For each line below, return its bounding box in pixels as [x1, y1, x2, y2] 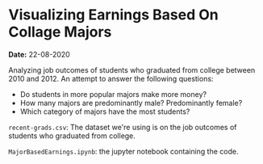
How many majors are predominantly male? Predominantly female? [19, 98, 243, 107]
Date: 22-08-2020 [8, 49, 70, 59]
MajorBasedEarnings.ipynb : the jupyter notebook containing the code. [8, 146, 239, 156]
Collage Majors [8, 23, 112, 41]
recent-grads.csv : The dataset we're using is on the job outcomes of [8, 122, 237, 132]
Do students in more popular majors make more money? [19, 89, 207, 99]
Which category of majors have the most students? [19, 107, 190, 116]
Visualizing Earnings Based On [8, 6, 219, 24]
